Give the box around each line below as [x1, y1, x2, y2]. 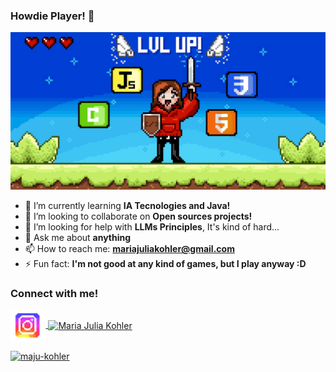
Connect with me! [10, 287, 99, 301]
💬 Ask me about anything [24, 232, 132, 244]
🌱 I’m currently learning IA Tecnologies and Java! [24, 200, 231, 212]
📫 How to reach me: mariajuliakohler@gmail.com [24, 243, 235, 255]
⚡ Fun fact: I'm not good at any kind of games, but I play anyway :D [24, 258, 307, 270]
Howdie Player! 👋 [10, 9, 95, 23]
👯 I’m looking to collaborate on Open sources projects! [24, 210, 253, 223]
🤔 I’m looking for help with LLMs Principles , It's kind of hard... [24, 221, 280, 233]
